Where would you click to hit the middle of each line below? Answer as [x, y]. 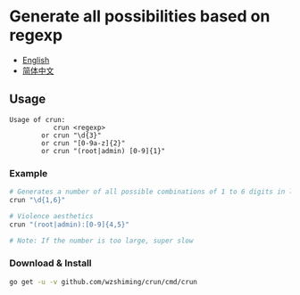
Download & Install [50, 263]
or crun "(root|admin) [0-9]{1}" [104, 151]
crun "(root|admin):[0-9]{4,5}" [69, 225]
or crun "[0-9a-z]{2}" [83, 143]
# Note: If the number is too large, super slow [101, 241]
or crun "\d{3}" [71, 135]
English [36, 60]
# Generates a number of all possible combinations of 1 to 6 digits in [147, 192]
